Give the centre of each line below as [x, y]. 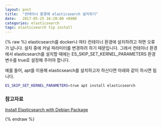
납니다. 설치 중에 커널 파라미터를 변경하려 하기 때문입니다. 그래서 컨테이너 [79, 48]
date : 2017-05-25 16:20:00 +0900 [41, 18]
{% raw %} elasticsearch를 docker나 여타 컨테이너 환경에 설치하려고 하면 [76, 42]
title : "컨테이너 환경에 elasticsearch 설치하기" [52, 14]
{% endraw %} [20, 119]
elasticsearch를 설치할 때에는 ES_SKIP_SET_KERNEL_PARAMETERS [80, 54]
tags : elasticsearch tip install [39, 28]
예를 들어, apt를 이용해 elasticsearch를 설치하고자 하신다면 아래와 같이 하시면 [78, 70]
